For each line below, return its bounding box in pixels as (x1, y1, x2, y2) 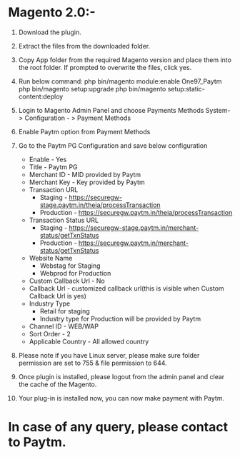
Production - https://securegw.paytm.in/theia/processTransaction (39, 208, 233, 216)
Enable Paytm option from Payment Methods (18, 127, 151, 136)
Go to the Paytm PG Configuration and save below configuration (18, 141, 208, 150)
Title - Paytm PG (29, 162, 78, 171)
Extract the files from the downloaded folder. (18, 41, 151, 50)
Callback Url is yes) (29, 291, 86, 300)
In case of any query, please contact (8, 419, 228, 436)
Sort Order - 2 (29, 329, 71, 338)
